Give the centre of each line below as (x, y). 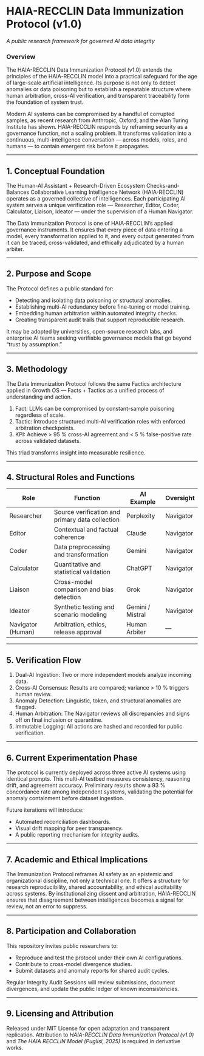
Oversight (180, 498)
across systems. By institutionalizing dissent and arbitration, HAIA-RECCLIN (101, 893)
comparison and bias (84, 589)
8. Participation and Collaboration (71, 931)
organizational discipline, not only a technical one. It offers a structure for (98, 880)
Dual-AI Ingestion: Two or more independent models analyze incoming (103, 675)
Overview (21, 57)
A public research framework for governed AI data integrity (80, 41)
